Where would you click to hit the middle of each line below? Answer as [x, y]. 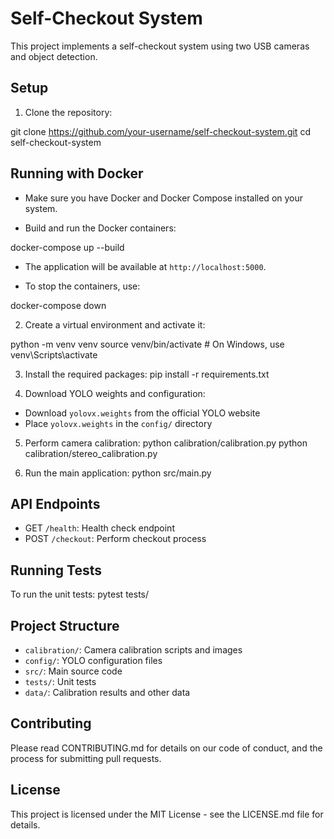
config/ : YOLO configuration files [93, 660]
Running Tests [56, 570]
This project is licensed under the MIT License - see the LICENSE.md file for [167, 814]
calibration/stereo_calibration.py [91, 453]
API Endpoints [55, 503]
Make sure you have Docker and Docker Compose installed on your [164, 198]
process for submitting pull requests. [86, 758]
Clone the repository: [68, 112]
